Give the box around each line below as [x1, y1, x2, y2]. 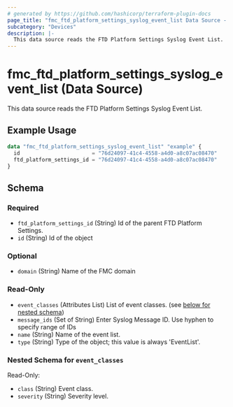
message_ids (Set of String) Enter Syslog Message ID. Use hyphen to [17, 315, 214, 324]
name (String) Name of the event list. [17, 330, 121, 338]
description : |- [7, 29, 55, 37]
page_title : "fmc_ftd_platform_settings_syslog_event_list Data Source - [7, 17, 227, 24]
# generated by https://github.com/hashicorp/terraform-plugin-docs [7, 10, 211, 17]
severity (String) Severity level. [17, 392, 108, 400]
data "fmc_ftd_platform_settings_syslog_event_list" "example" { [7, 143, 202, 150]
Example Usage [7, 124, 77, 136]
